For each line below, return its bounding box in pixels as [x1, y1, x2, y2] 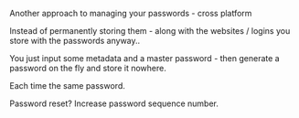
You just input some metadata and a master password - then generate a [9, 53, 281, 63]
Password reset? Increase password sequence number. [9, 98, 219, 109]
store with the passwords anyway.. [9, 36, 141, 46]
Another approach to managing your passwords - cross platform [9, 8, 252, 18]
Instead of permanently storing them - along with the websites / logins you [9, 26, 291, 36]
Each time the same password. [9, 80, 125, 91]
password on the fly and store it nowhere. [9, 63, 166, 73]
